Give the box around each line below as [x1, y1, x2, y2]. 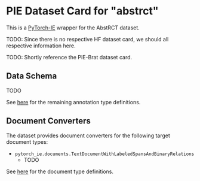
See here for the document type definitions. [6, 168, 114, 175]
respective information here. [6, 42, 76, 49]
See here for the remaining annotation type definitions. [6, 98, 141, 105]
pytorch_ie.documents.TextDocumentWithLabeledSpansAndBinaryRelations [14, 151, 195, 157]
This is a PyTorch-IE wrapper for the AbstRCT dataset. [6, 24, 140, 31]
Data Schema [6, 71, 57, 82]
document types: [6, 138, 48, 145]
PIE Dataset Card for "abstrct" [6, 4, 159, 18]
